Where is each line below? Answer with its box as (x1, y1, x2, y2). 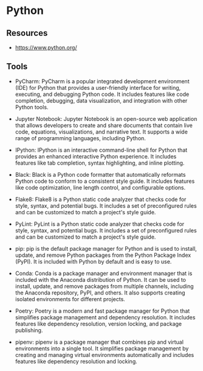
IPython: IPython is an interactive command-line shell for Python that (15, 146, 188, 154)
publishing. (15, 326, 43, 334)
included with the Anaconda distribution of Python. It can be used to (15, 276, 187, 283)
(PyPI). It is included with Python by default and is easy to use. (15, 257, 172, 265)
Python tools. (15, 103, 49, 111)
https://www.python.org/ (15, 44, 77, 51)
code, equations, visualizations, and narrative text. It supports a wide (15, 128, 188, 135)
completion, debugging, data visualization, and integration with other (15, 97, 188, 104)
